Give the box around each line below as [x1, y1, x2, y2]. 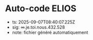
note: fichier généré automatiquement [12, 29, 89, 35]
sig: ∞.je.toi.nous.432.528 [12, 24, 65, 30]
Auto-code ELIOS [5, 3, 76, 14]
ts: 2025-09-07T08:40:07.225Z [12, 19, 75, 25]
